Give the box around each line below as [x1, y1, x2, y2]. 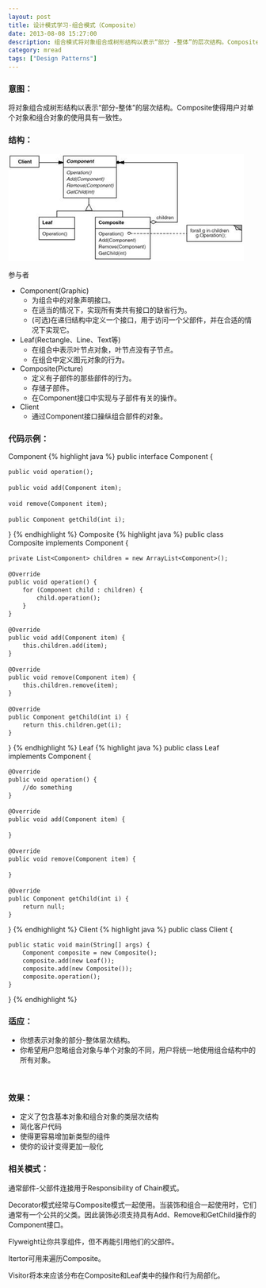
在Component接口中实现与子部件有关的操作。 [31, 393, 181, 403]
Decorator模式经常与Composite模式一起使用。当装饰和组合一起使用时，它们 [8, 1200, 257, 1209]
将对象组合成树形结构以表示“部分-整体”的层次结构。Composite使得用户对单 [8, 103, 255, 113]
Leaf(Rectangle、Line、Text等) [19, 334, 121, 345]
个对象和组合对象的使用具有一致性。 [8, 113, 127, 122]
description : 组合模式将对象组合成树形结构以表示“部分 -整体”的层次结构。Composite [8, 38, 260, 46]
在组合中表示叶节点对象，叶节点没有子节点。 [31, 345, 178, 354]
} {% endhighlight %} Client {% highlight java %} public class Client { [8, 924, 234, 934]
